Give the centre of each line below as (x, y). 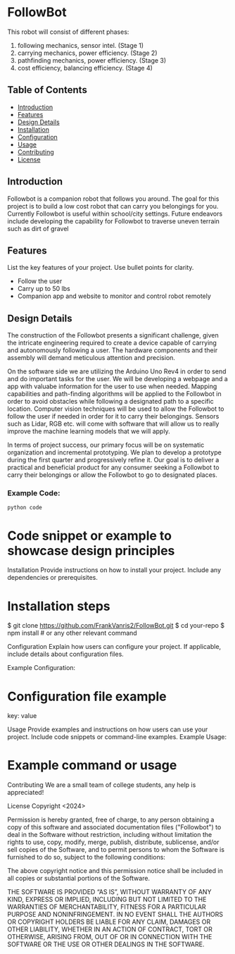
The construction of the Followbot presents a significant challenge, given (113, 335)
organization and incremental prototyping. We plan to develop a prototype (114, 452)
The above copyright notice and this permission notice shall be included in (115, 871)
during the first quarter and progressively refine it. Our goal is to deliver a (113, 460)
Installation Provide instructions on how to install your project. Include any (114, 570)
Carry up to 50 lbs (44, 289)
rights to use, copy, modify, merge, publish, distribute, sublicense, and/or (113, 842)
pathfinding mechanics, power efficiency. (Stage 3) (92, 60)
